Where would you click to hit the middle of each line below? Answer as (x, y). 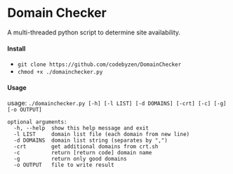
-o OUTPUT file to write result (64, 165)
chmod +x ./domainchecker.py (60, 72)
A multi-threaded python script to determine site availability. (94, 32)
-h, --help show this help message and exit (81, 128)
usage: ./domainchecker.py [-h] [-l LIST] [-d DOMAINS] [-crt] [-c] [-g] (117, 103)
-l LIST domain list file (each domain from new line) (102, 135)
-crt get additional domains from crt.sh (86, 147)
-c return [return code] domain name (83, 153)
